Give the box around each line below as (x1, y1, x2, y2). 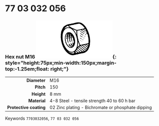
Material (28, 98, 46, 104)
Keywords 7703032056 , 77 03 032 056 (5, 115, 79, 121)
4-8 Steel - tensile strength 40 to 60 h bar (49, 98, 136, 104)
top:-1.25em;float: (5, 66, 50, 72)
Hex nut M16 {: (5, 54, 117, 60)
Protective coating (7, 105, 46, 110)
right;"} (50, 66, 69, 72)
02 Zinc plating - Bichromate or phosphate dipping (49, 105, 152, 110)
